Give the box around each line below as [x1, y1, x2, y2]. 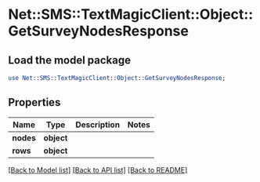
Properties [8, 96, 61, 109]
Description [75, 119, 120, 130]
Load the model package [8, 53, 132, 67]
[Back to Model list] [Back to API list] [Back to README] [8, 165, 188, 174]
